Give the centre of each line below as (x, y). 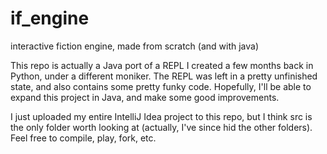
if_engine (50, 18)
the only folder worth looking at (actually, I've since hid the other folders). (161, 127)
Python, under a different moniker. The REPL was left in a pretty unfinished (164, 76)
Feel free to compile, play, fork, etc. (83, 138)
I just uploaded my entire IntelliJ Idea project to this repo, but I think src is (161, 116)
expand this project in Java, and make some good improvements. (145, 97)
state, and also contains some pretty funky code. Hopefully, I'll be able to (161, 86)
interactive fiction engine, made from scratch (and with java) (135, 46)
